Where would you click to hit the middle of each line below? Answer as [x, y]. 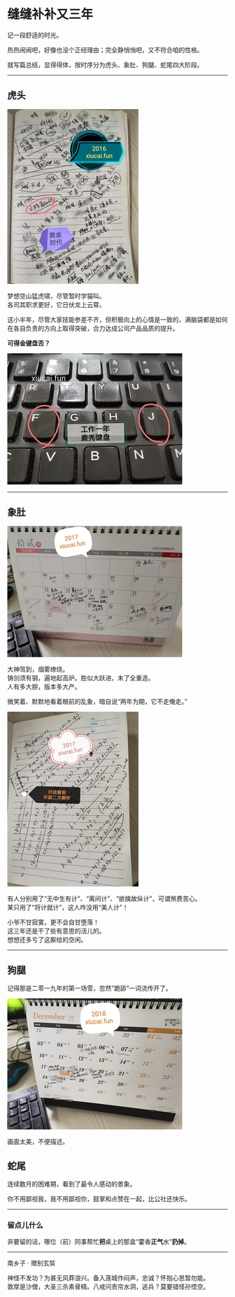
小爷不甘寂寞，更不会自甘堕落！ [53, 922]
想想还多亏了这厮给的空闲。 [47, 939]
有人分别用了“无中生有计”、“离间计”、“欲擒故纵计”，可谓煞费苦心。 [104, 898]
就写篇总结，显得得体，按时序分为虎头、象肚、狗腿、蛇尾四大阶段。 [105, 64]
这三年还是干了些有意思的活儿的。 [56, 931]
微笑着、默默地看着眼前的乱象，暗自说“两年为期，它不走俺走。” [97, 701]
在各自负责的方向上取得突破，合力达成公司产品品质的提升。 [93, 328]
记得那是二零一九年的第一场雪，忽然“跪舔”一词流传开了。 [90, 988]
